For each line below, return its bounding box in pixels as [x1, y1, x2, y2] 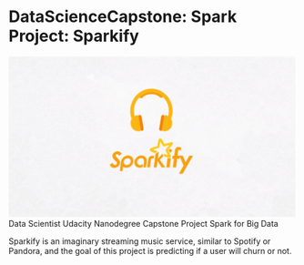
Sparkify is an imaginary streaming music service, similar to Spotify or [8, 236, 271, 247]
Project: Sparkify [8, 25, 140, 46]
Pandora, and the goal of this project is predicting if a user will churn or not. [8, 246, 292, 257]
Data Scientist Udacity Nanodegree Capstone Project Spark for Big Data [8, 219, 279, 229]
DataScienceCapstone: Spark [8, 6, 238, 27]
